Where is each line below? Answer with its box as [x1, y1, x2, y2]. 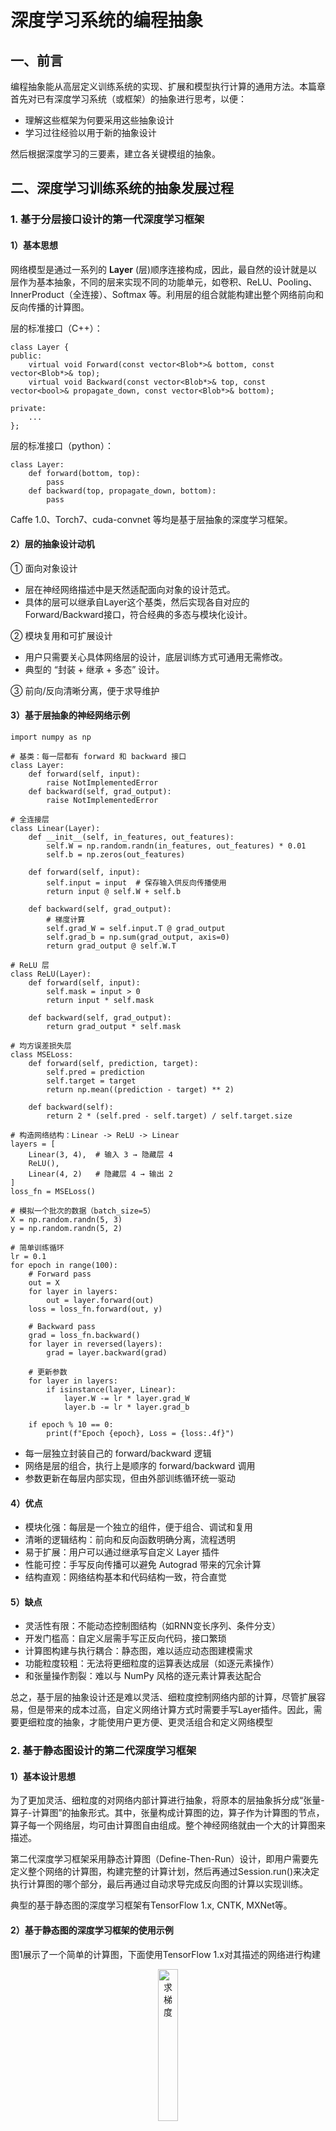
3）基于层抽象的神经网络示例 [10, 709, 131, 721]
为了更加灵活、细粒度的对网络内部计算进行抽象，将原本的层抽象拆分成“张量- [10, 1794, 325, 1806]
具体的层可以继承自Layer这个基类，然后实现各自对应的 [24, 596, 250, 608]
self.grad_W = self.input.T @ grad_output [46, 923, 226, 933]
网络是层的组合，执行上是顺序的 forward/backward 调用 [24, 1459, 256, 1471]
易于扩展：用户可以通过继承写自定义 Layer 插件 [24, 1546, 220, 1558]
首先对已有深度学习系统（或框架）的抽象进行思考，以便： [10, 93, 247, 105]
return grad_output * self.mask [46, 1021, 182, 1031]
